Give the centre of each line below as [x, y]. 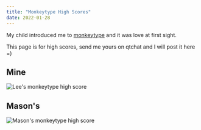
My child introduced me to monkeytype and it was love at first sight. [91, 35]
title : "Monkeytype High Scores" [49, 12]
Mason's [23, 106]
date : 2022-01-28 [28, 18]
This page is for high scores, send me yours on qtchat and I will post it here [101, 47]
